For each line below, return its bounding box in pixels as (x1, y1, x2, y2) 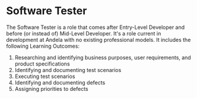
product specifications (14, 60, 70, 67)
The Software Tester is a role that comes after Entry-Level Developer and (6, 24, 185, 31)
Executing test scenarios (14, 73, 75, 80)
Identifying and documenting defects (14, 79, 106, 86)
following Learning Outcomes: (6, 43, 80, 50)
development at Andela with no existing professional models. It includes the (6, 36, 191, 43)
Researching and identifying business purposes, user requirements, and (14, 54, 191, 61)
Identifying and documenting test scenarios (14, 66, 122, 73)
